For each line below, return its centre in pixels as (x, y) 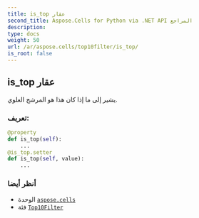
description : (27, 27)
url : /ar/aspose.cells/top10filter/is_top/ (73, 47)
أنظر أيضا (22, 184)
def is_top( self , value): (46, 159)
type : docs (24, 34)
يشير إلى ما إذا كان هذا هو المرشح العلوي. (62, 99)
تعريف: (19, 118)
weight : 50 (24, 40)
